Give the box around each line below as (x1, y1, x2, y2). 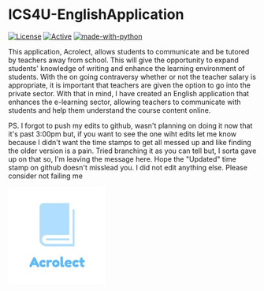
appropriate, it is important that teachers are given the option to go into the (8, 80, 251, 90)
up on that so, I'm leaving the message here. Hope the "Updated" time (8, 154, 236, 163)
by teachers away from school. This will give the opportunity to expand (8, 55, 239, 65)
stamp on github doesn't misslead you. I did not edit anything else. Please (8, 162, 248, 172)
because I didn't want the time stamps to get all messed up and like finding (8, 137, 252, 147)
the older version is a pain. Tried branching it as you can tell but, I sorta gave (8, 146, 257, 155)
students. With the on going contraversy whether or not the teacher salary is (8, 72, 256, 81)
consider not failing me (8, 171, 83, 181)
